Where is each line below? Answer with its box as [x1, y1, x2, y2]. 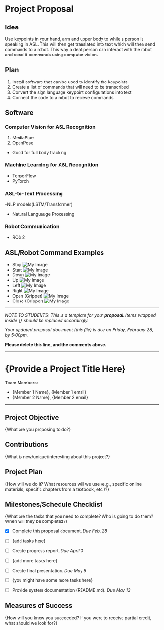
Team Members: [5, 380, 38, 386]
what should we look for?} [5, 620, 58, 626]
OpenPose [12, 140, 34, 146]
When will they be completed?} [5, 519, 68, 524]
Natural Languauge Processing [12, 211, 75, 217]
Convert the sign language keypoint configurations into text [12, 89, 132, 95]
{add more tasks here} [12, 557, 58, 563]
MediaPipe [12, 135, 34, 140]
